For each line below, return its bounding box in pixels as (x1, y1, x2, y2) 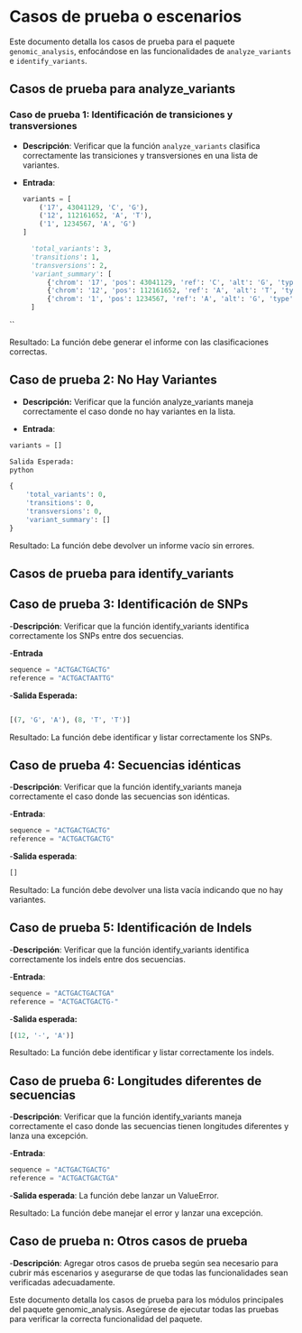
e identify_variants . (9, 55, 87, 66)
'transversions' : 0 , (25, 507, 103, 516)
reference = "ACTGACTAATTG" (9, 674, 115, 683)
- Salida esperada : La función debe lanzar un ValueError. (9, 1190, 219, 1200)
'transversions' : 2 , (31, 261, 108, 270)
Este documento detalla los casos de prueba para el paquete (9, 36, 235, 47)
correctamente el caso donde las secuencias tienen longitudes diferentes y (9, 1121, 289, 1132)
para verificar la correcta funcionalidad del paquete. (9, 1313, 203, 1324)
